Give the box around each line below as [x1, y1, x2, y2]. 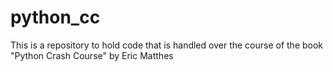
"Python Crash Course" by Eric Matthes [10, 49, 174, 61]
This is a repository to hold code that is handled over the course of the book [10, 39, 324, 51]
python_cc [10, 6, 101, 29]
